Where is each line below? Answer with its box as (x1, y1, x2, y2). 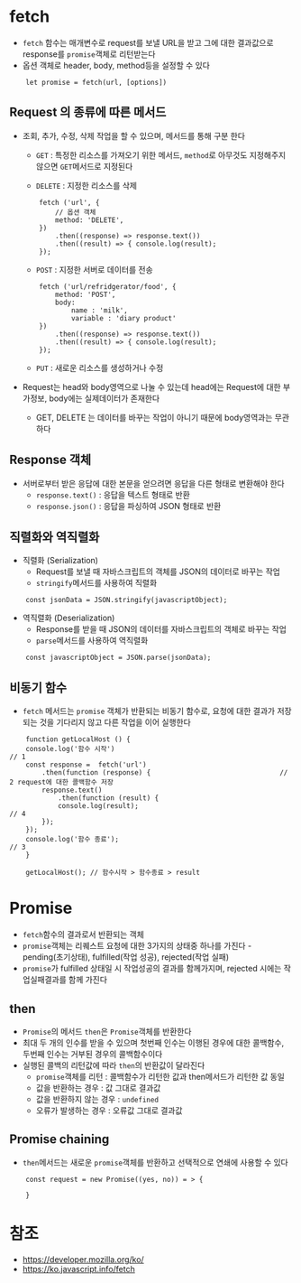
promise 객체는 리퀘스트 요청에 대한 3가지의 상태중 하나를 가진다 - (22, 941, 252, 952)
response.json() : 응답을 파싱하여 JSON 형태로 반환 (35, 500, 222, 511)
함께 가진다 (68, 974, 108, 985)
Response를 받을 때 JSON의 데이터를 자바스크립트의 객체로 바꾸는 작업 (35, 624, 287, 635)
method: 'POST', (55, 290, 116, 299)
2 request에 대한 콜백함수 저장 (9, 778, 114, 787)
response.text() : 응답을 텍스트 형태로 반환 (35, 489, 191, 500)
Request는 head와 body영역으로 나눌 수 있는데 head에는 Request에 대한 (22, 381, 281, 392)
